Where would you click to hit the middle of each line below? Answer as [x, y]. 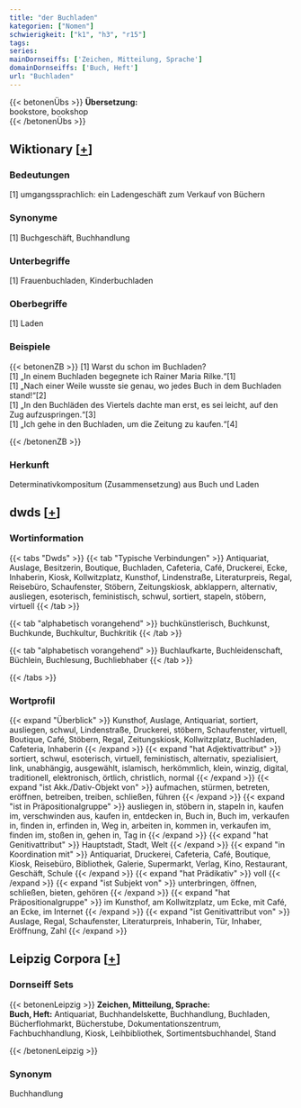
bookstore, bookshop [49, 111]
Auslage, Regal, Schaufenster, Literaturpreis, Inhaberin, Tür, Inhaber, [136, 921]
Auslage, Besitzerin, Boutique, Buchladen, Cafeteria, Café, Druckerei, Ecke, [148, 568]
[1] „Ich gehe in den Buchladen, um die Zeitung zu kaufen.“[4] [124, 423]
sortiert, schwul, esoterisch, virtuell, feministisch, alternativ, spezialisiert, [144, 758]
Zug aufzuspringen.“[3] [53, 414]
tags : [19, 43]
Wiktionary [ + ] [51, 150]
